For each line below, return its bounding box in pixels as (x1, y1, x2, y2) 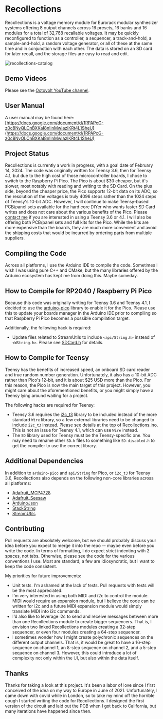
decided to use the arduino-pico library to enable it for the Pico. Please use (5, 305, 156, 311)
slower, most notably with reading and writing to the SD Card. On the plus (5, 183, 152, 189)
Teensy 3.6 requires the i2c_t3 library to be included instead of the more (12, 412, 157, 417)
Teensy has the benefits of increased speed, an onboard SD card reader (5, 367, 150, 372)
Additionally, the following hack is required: (5, 325, 91, 330)
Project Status (5, 149, 50, 157)
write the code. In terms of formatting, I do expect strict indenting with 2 (5, 548, 150, 554)
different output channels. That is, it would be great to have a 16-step (12, 639, 151, 646)
